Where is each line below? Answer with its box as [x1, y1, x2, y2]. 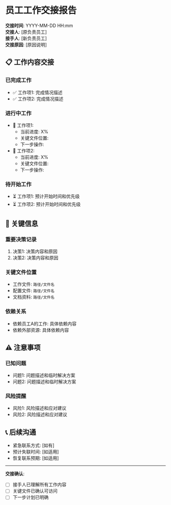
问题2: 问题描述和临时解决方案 [12, 379, 76, 385]
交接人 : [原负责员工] [5, 29, 47, 35]
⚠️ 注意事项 [5, 343, 41, 352]
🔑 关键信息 [5, 219, 38, 228]
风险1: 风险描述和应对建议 [12, 405, 67, 411]
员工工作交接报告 [5, 5, 77, 16]
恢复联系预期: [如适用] [12, 455, 59, 461]
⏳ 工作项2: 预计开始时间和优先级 [12, 201, 81, 207]
